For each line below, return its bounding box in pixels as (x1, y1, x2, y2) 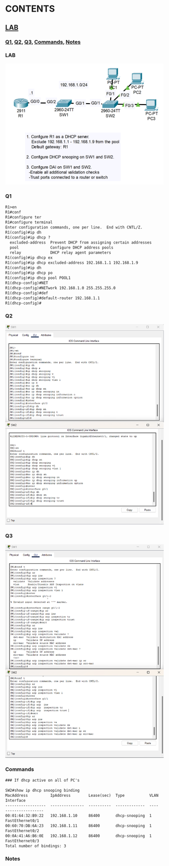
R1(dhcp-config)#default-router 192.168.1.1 (5, 296, 100, 301)
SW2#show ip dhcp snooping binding (5, 788, 80, 793)
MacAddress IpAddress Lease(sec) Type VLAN (5, 793, 158, 798)
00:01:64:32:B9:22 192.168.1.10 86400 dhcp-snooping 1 (5, 813, 152, 818)
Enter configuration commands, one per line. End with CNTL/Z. (5, 225, 143, 230)
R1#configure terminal (5, 220, 53, 225)
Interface (5, 798, 26, 803)
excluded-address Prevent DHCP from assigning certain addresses (10, 240, 152, 245)
